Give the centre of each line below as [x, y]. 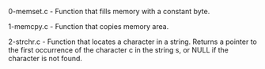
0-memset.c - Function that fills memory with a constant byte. [109, 11]
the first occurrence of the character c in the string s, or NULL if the [119, 50]
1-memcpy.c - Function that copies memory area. [89, 26]
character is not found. [45, 58]
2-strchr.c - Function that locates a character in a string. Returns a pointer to [132, 42]
